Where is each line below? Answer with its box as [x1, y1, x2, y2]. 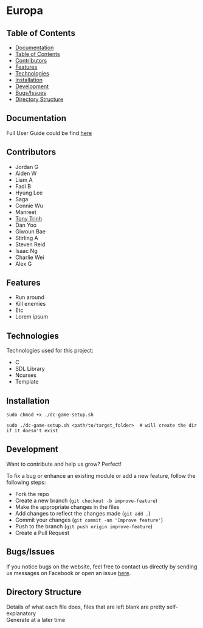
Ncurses [15, 371, 36, 379]
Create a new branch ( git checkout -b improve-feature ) [15, 497, 158, 504]
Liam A [15, 176, 33, 183]
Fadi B [15, 182, 32, 190]
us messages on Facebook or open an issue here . [6, 569, 131, 576]
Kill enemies [15, 300, 46, 308]
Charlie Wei [15, 254, 44, 261]
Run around [15, 294, 44, 301]
